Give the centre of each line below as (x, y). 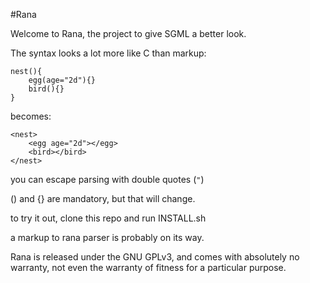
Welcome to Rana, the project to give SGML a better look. (128, 33)
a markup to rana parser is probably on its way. (107, 237)
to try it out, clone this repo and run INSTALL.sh (108, 218)
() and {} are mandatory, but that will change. (103, 198)
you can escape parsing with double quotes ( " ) (107, 179)
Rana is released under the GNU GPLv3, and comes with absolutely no (155, 257)
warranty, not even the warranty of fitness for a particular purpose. (148, 267)
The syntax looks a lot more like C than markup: (108, 53)
